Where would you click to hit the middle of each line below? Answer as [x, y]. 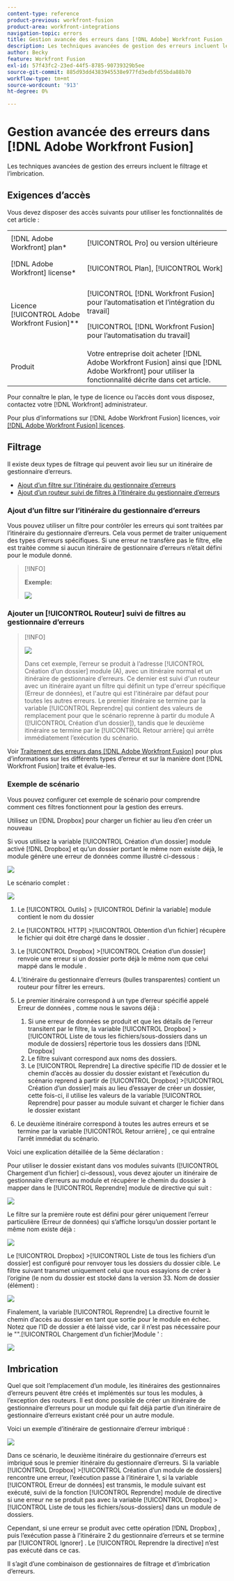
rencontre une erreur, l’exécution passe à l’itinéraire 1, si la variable [103, 1478]
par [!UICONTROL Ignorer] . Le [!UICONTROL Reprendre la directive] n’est [113, 1543]
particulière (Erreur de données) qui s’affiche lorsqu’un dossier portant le [112, 1221]
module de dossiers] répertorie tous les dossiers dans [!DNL [114, 1044]
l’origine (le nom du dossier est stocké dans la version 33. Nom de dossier [114, 1278]
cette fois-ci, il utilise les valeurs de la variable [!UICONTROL [115, 1095]
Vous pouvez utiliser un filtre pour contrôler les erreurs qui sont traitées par [115, 525]
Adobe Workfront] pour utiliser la [141, 371]
